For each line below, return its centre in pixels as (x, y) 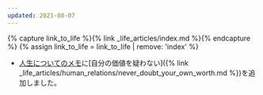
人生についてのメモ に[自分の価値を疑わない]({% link (104, 63)
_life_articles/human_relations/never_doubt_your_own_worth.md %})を (133, 73)
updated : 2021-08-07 (42, 15)
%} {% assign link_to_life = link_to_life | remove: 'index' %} (103, 46)
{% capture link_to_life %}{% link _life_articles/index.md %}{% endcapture (129, 38)
